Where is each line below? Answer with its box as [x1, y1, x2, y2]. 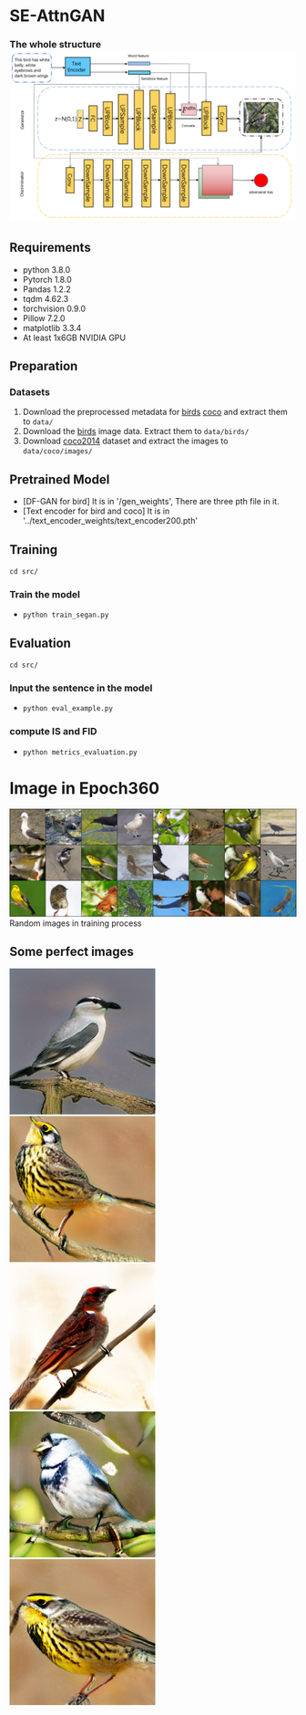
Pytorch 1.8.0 [22, 274, 73, 285]
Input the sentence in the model [9, 681, 153, 694]
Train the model [9, 587, 80, 600]
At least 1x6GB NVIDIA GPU [22, 332, 126, 343]
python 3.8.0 [22, 264, 71, 275]
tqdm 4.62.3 [22, 293, 69, 304]
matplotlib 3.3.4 [22, 322, 82, 333]
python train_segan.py [22, 610, 109, 620]
